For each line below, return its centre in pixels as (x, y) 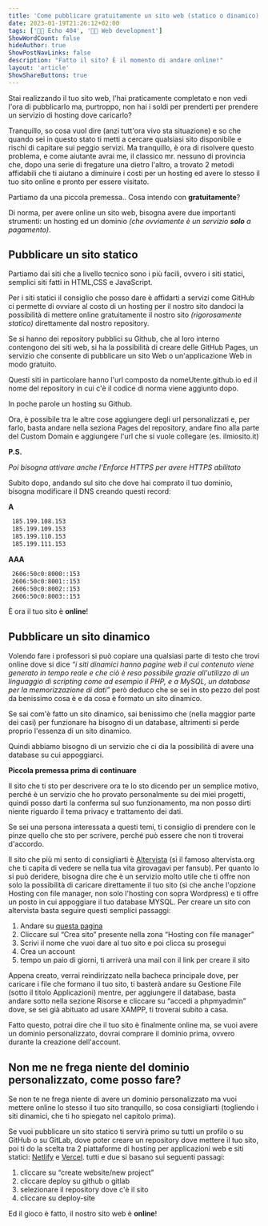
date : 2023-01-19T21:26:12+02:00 (64, 23)
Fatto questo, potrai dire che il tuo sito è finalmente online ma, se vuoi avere (133, 1025)
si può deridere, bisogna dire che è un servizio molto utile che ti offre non (129, 876)
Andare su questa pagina (61, 926)
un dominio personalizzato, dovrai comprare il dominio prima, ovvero (122, 1034)
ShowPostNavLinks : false (50, 53)
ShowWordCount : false (44, 38)
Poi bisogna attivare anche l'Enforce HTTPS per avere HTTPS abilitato (125, 467)
